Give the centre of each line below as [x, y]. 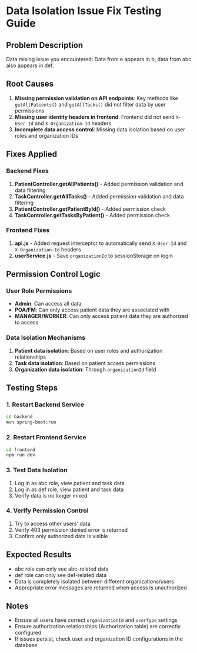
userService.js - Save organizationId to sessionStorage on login [94, 256]
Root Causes [30, 84]
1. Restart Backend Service [45, 405]
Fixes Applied [32, 154]
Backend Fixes [27, 171]
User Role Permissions [39, 291]
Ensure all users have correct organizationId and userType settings [96, 620]
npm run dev [21, 455]
